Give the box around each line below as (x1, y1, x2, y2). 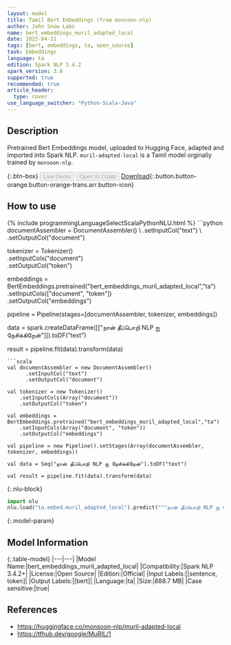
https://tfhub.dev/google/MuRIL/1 (16, 629, 111, 637)
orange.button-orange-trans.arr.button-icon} (7, 180, 134, 189)
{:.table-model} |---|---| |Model (7, 555, 96, 563)
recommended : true (7, 81, 60, 87)
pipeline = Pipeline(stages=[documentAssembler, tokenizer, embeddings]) (7, 310, 218, 318)
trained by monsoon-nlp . (7, 158, 74, 166)
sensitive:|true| (7, 584, 50, 593)
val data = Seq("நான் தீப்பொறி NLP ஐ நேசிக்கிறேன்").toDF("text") (7, 461, 187, 467)
